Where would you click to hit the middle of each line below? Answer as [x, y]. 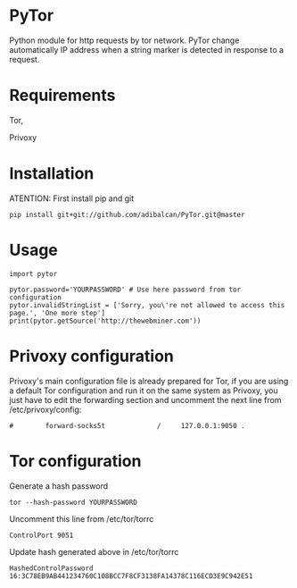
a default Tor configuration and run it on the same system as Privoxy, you [144, 391]
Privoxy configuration [91, 356]
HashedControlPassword [51, 568]
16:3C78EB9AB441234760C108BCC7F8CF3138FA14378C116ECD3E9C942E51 [131, 576]
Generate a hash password [59, 486]
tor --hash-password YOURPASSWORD [74, 502]
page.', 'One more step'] [57, 313]
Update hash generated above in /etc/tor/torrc [94, 551]
